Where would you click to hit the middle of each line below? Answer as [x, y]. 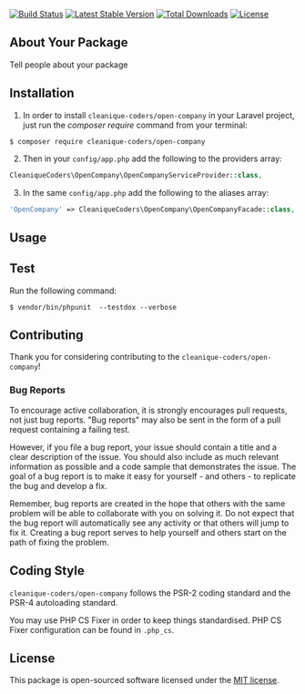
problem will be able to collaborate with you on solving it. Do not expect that [152, 513]
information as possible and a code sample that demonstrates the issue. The [153, 466]
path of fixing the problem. [59, 542]
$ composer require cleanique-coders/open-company [107, 141]
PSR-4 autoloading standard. [64, 602]
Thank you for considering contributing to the [95, 357]
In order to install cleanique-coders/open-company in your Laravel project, [158, 115]
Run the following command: [63, 291]
